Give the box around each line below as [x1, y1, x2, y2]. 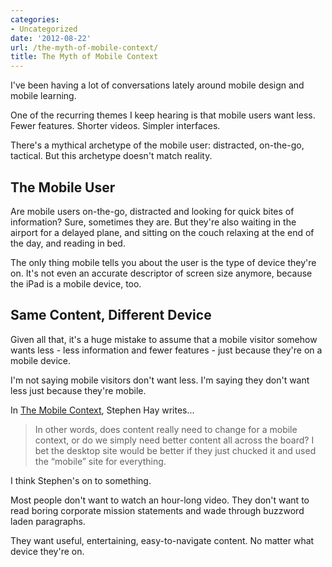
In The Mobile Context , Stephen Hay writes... [10, 404, 195, 416]
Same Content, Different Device [10, 307, 212, 324]
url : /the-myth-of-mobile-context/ [10, 42, 159, 53]
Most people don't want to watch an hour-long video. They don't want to [10, 494, 310, 506]
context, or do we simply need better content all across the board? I [34, 434, 315, 446]
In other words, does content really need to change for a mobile [34, 423, 298, 435]
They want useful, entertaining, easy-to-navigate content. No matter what [10, 534, 315, 546]
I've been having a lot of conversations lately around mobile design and [10, 79, 305, 91]
